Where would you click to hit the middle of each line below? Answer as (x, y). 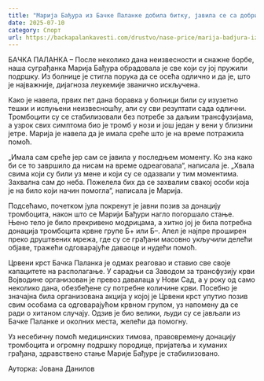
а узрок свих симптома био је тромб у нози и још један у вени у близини (130, 125)
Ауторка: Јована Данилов (51, 369)
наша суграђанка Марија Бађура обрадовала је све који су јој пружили (128, 68)
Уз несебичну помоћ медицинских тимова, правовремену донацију (122, 337)
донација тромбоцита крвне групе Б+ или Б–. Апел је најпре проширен (127, 231)
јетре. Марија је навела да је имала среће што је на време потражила (126, 134)
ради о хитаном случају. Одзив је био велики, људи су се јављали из (125, 313)
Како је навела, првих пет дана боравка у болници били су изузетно (123, 100)
